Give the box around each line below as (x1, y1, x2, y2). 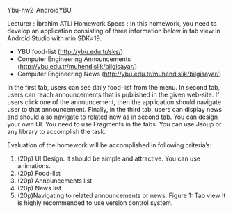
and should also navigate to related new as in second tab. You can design (7, 113, 218, 121)
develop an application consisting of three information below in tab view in (7, 27, 220, 35)
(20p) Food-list (17, 170, 61, 177)
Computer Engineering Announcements (17, 55, 131, 63)
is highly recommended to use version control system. (17, 199, 173, 207)
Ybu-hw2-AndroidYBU (7, 6, 72, 14)
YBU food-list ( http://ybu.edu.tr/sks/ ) (17, 48, 124, 56)
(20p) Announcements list (17, 176, 93, 185)
